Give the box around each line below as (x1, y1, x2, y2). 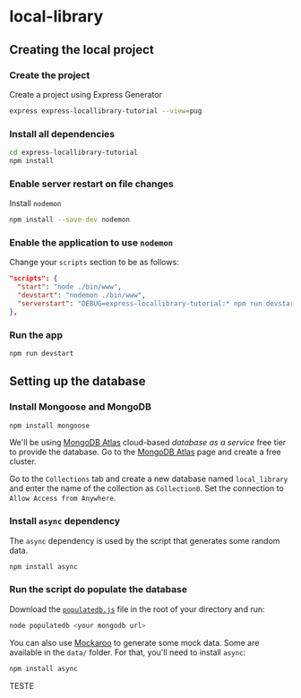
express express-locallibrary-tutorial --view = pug (9, 106, 202, 116)
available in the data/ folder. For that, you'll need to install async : (9, 647, 246, 658)
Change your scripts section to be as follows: (9, 257, 179, 268)
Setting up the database (9, 374, 146, 389)
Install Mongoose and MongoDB (9, 401, 152, 413)
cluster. (9, 456, 38, 467)
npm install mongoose (9, 421, 90, 430)
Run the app (9, 329, 63, 341)
